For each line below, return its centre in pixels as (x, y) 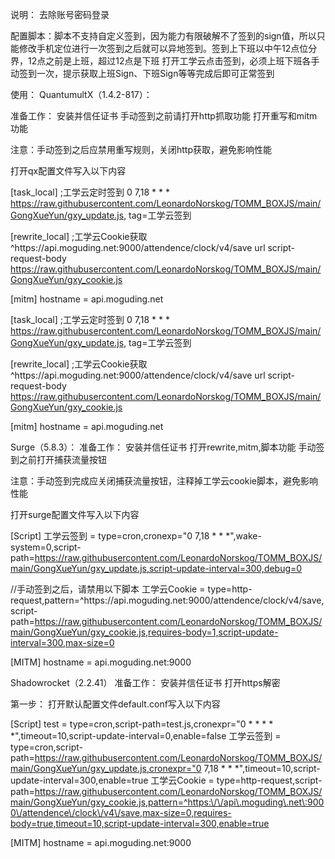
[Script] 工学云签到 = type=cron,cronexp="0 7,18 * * (117, 536)
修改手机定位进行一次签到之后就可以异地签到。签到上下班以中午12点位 (163, 48)
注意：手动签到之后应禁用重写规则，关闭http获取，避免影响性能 (141, 149)
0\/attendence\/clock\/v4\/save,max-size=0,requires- (121, 812)
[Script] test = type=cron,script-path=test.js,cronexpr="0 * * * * (142, 724)
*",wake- (243, 536)
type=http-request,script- (269, 780)
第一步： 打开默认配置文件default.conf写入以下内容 (115, 704)
